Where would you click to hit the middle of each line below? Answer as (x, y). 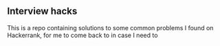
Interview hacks (42, 11)
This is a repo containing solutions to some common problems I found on (110, 27)
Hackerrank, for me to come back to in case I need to (82, 35)
